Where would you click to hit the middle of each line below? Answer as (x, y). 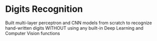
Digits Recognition (44, 9)
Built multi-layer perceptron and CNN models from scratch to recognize (78, 23)
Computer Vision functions (33, 33)
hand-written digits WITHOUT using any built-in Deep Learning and (74, 28)
